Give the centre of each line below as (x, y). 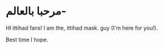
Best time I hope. (27, 39)
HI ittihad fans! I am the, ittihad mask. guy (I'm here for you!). (82, 28)
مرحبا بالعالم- (36, 11)
